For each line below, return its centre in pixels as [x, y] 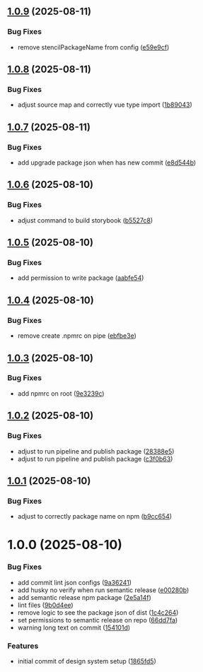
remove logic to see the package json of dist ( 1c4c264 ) [98, 612]
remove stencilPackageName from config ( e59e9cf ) [93, 47]
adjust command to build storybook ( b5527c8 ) [85, 220]
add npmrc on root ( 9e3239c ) [61, 393]
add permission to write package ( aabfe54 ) [81, 278]
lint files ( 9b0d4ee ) [45, 605]
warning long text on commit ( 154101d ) [74, 627]
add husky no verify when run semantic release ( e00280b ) [103, 590]
